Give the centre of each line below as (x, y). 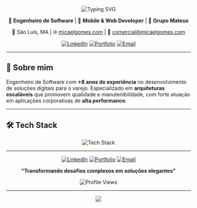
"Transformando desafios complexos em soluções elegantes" (98, 170)
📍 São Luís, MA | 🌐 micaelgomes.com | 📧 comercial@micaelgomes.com (98, 32)
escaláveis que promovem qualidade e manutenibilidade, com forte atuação (98, 94)
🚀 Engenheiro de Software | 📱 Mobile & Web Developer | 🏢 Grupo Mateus (98, 21)
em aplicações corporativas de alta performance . (67, 100)
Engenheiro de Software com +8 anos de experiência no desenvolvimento (96, 82)
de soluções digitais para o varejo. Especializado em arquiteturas (86, 88)
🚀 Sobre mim (30, 68)
